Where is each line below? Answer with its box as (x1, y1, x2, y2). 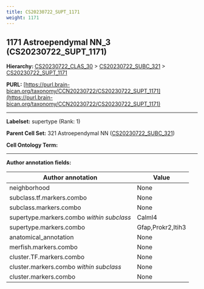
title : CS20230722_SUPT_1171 (6, 9, 80, 15)
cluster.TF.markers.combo (9, 253, 85, 262)
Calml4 (137, 214, 158, 222)
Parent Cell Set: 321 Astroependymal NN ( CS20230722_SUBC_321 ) (6, 130, 175, 137)
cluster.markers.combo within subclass (9, 263, 121, 271)
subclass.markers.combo (9, 203, 81, 212)
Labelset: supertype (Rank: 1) (6, 118, 81, 125)
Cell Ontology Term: (6, 141, 58, 149)
